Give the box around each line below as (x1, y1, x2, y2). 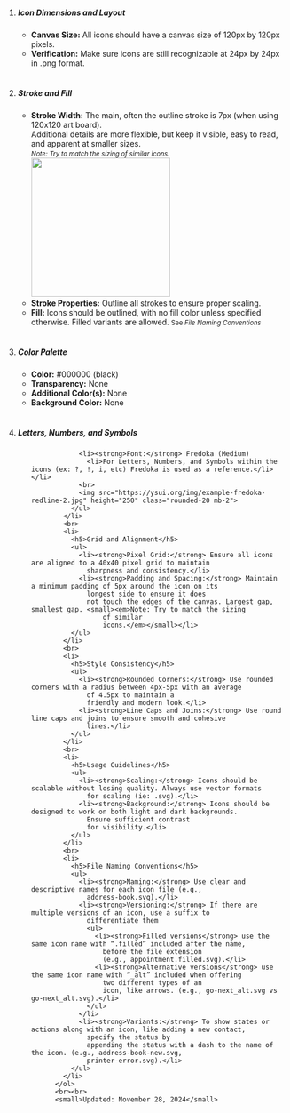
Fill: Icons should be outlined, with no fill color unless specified (30, 307, 262, 317)
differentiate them (86, 916, 159, 925)
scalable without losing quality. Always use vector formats (30, 783, 262, 793)
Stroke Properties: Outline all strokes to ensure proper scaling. (30, 298, 262, 308)
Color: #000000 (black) (30, 369, 119, 380)
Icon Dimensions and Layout (17, 7, 126, 18)
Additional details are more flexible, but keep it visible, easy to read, (30, 129, 278, 140)
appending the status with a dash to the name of (86, 1040, 274, 1049)
